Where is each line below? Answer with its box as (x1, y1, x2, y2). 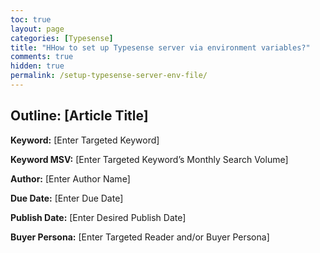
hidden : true (10, 61, 65, 71)
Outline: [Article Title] (10, 107, 149, 125)
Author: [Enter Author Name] (10, 172, 131, 185)
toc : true (10, 14, 52, 25)
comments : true (10, 52, 74, 62)
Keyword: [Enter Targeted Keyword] (10, 134, 160, 146)
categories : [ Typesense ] (10, 33, 114, 43)
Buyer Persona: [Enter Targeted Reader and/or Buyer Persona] (10, 231, 270, 243)
